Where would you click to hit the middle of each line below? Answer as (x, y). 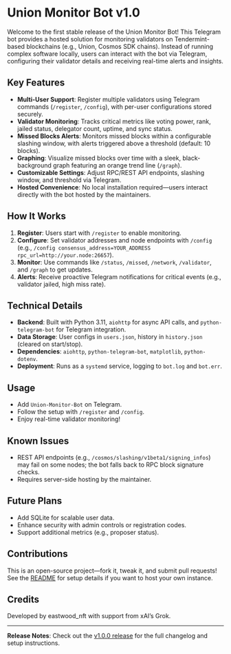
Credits (23, 600)
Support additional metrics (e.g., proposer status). (88, 532)
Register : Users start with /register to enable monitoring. (99, 233)
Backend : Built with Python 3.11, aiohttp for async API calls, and (108, 323)
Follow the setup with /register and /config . (80, 412)
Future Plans (35, 501)
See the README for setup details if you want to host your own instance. (110, 578)
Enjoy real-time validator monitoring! (68, 419)
